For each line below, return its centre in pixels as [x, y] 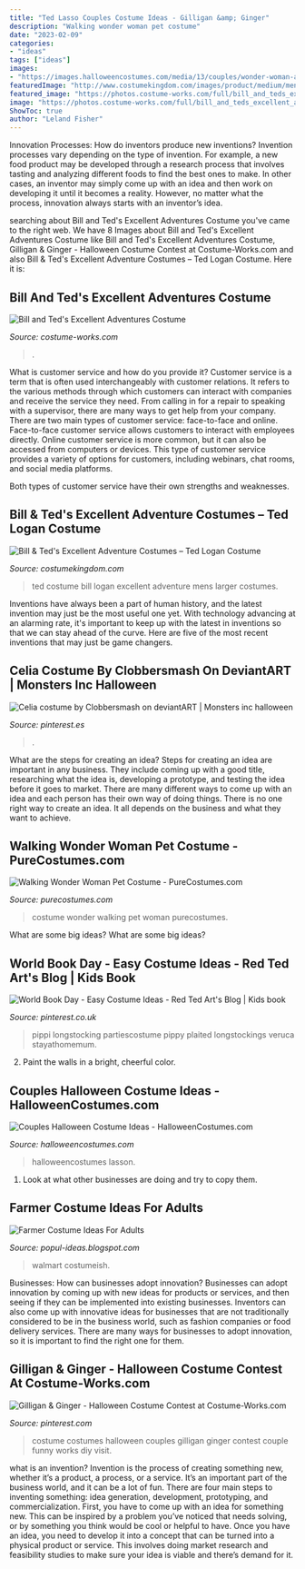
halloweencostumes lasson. [84, 1162]
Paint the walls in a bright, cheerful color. [99, 1062]
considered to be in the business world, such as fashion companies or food [150, 1321]
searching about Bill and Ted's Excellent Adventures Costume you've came [150, 221]
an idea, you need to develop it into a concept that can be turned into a [142, 1535]
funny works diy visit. [71, 1450]
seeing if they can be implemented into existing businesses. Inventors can [148, 1302]
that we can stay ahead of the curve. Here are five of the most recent [139, 632]
